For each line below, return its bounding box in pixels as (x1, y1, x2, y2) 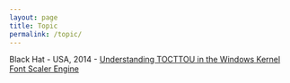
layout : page (9, 12, 58, 22)
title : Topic (9, 21, 58, 30)
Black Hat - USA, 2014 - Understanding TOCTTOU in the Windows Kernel (9, 54, 281, 65)
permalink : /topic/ (9, 29, 83, 38)
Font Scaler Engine (9, 63, 79, 74)
